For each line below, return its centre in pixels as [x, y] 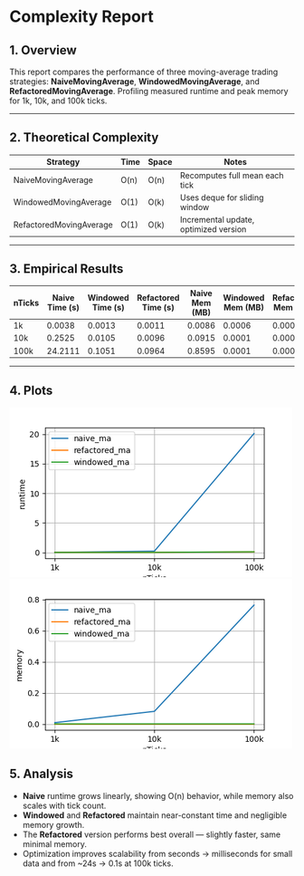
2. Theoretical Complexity [84, 138]
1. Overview [43, 50]
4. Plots [31, 390]
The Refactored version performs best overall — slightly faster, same [152, 834]
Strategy [63, 162]
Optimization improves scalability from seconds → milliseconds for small [157, 853]
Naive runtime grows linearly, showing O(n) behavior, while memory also [158, 795]
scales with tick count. [64, 805]
